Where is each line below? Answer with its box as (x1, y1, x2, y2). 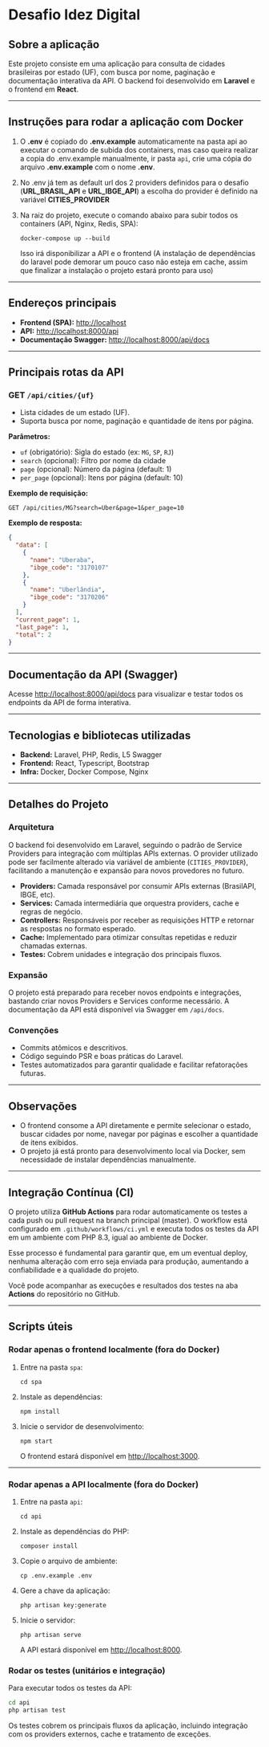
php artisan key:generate (19, 1601, 106, 1609)
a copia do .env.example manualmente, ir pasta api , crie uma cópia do (19, 153, 252, 163)
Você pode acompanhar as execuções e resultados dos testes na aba (8, 1281, 239, 1290)
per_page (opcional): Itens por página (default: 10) (19, 473, 183, 483)
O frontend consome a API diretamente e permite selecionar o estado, (19, 1121, 251, 1130)
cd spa (19, 1378, 42, 1386)
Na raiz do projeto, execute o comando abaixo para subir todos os (19, 210, 239, 220)
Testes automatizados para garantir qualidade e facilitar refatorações (19, 1060, 248, 1069)
